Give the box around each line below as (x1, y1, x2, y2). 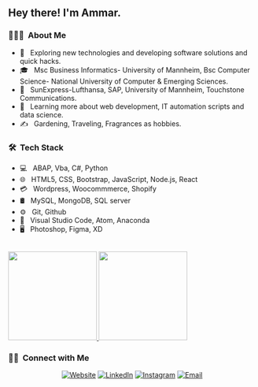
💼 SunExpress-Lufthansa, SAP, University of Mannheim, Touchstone (19, 84, 245, 94)
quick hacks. (19, 56, 61, 65)
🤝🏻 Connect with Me (8, 352, 90, 363)
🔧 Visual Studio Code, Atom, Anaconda (19, 215, 150, 225)
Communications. (19, 93, 77, 102)
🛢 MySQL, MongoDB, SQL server (19, 195, 131, 205)
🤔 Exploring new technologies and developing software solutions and (19, 47, 248, 58)
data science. (19, 110, 64, 119)
